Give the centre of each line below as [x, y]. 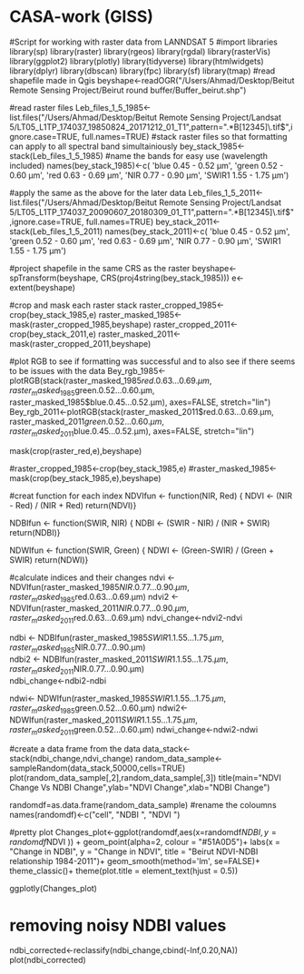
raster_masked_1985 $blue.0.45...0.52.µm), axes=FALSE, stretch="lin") [140, 402]
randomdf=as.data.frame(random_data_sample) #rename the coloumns [143, 805]
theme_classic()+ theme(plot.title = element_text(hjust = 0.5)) [124, 871]
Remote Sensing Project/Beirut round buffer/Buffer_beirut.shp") [128, 90]
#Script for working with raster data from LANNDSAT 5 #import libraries [144, 42]
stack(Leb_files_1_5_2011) [56, 231]
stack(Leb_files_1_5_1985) [57, 155]
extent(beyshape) [42, 287]
